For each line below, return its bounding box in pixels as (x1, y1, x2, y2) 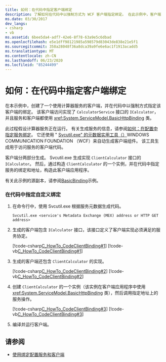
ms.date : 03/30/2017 (5, 16, 48, 21)
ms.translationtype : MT (5, 49, 54, 53)
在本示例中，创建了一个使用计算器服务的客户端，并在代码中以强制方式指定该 (5, 103, 161, 109)
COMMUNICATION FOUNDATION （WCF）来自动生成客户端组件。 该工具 (5, 138, 155, 144)
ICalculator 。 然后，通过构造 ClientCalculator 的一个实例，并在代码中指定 (5, 161, 160, 167)
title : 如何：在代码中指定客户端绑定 (5, 7, 73, 12)
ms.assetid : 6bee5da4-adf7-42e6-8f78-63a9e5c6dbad (5, 35, 112, 40)
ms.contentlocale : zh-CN (5, 53, 56, 58)
